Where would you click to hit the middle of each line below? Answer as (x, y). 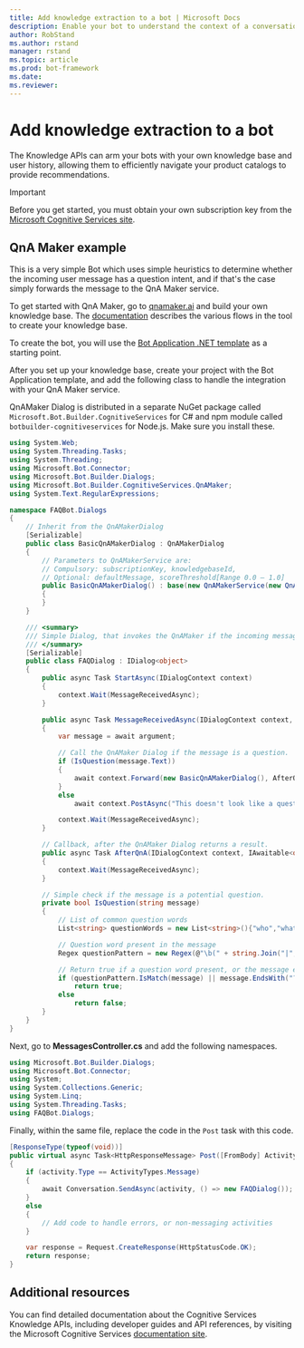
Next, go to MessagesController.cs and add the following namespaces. (143, 1046)
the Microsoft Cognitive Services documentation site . (109, 1333)
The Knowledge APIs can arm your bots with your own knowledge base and (151, 155)
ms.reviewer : (34, 85)
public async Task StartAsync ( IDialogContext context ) (147, 678)
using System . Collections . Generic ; (76, 1088)
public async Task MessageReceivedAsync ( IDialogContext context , (168, 720)
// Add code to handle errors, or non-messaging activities (157, 1223)
